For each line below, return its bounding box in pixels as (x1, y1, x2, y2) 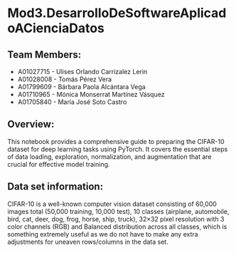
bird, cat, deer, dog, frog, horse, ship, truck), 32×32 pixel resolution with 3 (7, 215, 225, 223)
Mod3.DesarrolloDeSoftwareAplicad (7, 5, 227, 21)
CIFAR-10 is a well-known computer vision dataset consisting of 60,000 (7, 200, 217, 208)
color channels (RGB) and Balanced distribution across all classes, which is (7, 222, 227, 231)
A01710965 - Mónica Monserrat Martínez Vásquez (17, 91, 165, 98)
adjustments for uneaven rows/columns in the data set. (7, 237, 168, 246)
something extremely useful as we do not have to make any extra (7, 229, 198, 238)
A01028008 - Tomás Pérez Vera (17, 75, 112, 83)
